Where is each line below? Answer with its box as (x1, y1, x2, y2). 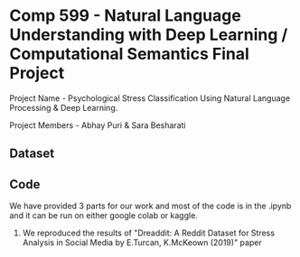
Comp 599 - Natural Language (9, 5, 241, 26)
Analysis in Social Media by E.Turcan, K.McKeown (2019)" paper (22, 237, 262, 248)
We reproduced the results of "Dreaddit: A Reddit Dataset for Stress (22, 227, 276, 239)
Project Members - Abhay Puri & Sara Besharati (9, 119, 186, 131)
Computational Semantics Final (9, 44, 250, 64)
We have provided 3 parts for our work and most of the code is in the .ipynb (9, 200, 292, 212)
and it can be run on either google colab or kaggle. (9, 210, 199, 221)
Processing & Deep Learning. (9, 102, 118, 113)
